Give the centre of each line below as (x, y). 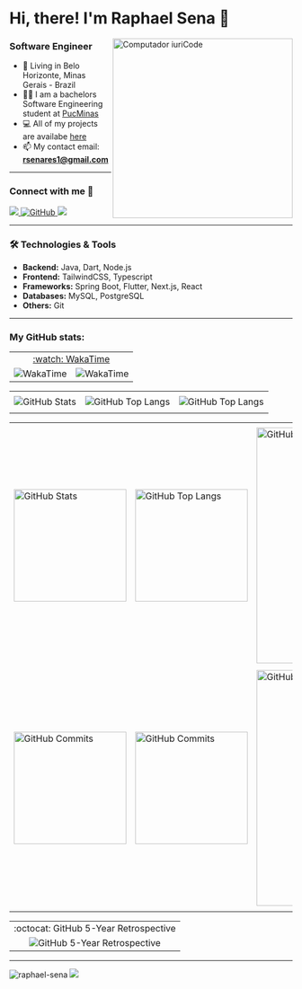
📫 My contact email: (61, 146)
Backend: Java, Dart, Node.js (77, 268)
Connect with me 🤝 (52, 191)
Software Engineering (62, 104)
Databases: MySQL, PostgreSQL (83, 296)
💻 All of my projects (60, 124)
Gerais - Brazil (49, 85)
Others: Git (43, 305)
